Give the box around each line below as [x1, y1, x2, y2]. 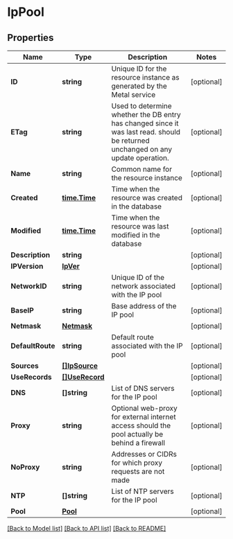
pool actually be [111, 430, 164, 439]
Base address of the [111, 301, 177, 310]
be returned [111, 136, 150, 145]
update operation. [111, 153, 170, 163]
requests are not [111, 467, 165, 476]
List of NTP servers [111, 486, 175, 496]
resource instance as [111, 73, 180, 82]
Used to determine [111, 101, 172, 111]
